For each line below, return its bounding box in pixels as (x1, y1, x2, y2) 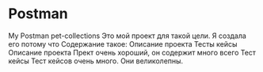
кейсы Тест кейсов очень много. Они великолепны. (8, 56, 184, 66)
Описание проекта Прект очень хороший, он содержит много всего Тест (8, 47, 256, 57)
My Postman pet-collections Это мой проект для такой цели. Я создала (8, 31, 247, 40)
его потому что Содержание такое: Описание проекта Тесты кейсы (8, 39, 238, 48)
